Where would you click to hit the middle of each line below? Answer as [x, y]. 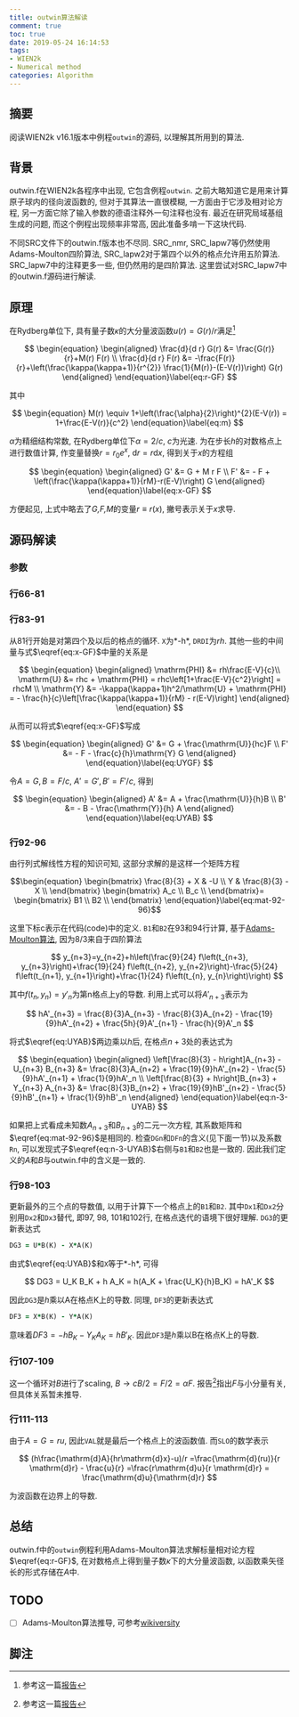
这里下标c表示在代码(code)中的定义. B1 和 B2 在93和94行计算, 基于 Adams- [142, 928]
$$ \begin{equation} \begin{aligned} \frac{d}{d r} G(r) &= [129, 348]
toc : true [28, 34]
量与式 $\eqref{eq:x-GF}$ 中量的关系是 [79, 652]
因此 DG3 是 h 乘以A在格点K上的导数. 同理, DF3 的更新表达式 [111, 1299]
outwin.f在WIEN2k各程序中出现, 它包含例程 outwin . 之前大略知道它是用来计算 [149, 191]
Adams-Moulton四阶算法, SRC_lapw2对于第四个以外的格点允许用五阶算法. [145, 254]
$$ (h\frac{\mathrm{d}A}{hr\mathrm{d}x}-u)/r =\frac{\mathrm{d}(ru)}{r [149, 1458]
